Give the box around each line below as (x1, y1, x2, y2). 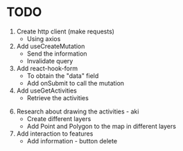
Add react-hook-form (16, 64, 78, 72)
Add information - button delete (26, 136, 118, 145)
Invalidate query (26, 56, 73, 65)
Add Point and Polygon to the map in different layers (26, 122, 176, 130)
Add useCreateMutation (16, 42, 85, 50)
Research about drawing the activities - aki (16, 107, 139, 116)
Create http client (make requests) (16, 27, 115, 35)
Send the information (26, 49, 87, 58)
